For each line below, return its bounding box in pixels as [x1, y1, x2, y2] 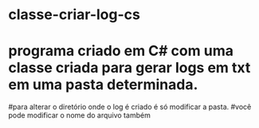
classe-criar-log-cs [8, 6, 141, 24]
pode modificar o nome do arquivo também [8, 111, 151, 120]
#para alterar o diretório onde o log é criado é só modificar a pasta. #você [8, 102, 252, 112]
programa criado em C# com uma [8, 42, 233, 60]
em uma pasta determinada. [8, 76, 198, 94]
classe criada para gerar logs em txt [8, 59, 251, 77]
